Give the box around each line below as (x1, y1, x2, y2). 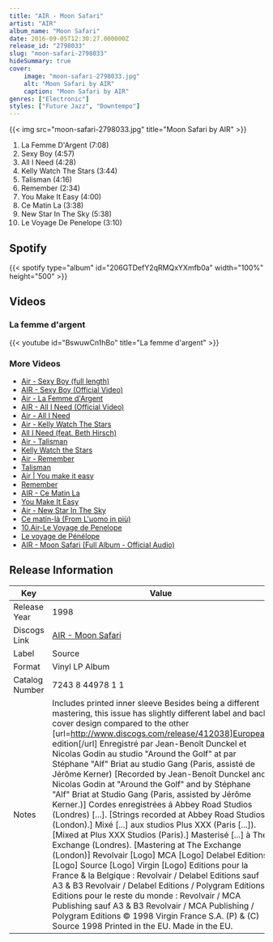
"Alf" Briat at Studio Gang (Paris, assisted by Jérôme (52, 788, 252, 799)
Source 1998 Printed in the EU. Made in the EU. (52, 920, 233, 931)
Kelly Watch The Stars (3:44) (20, 166, 118, 176)
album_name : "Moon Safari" (9, 27, 100, 35)
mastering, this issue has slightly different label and (52, 707, 248, 718)
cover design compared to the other (52, 717, 190, 729)
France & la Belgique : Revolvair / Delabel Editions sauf (52, 869, 260, 880)
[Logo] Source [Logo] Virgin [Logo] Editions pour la (52, 859, 249, 871)
